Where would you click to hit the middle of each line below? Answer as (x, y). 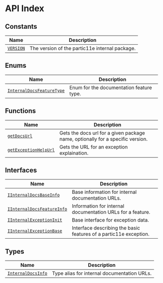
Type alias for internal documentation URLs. (102, 273)
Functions (21, 111)
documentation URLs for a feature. (111, 212)
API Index (25, 9)
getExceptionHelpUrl (31, 150)
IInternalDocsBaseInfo (33, 195)
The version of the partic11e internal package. (83, 48)
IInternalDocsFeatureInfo (37, 209)
